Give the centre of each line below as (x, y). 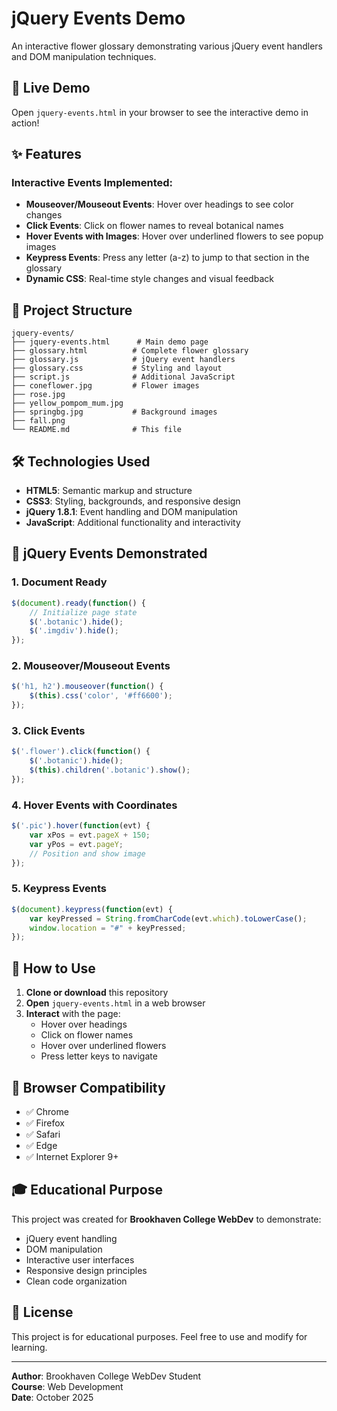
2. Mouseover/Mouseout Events (91, 666)
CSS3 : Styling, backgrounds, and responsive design (133, 501)
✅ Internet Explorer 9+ (72, 1156)
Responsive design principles (86, 1270)
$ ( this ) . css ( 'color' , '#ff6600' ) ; (101, 696)
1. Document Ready (59, 582)
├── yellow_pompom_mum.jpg (67, 403)
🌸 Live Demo (51, 88)
